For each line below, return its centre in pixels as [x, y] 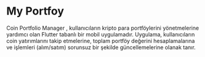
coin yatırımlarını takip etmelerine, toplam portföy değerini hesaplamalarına [101, 41]
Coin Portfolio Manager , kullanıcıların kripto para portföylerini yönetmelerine [103, 28]
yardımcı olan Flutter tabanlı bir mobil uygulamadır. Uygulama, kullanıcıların [101, 34]
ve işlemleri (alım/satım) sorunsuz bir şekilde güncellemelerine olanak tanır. [101, 47]
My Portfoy [35, 11]
